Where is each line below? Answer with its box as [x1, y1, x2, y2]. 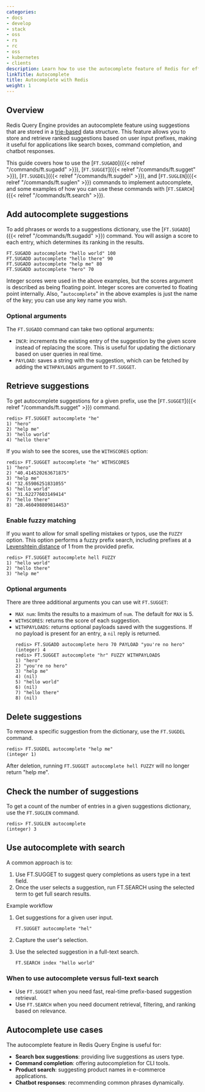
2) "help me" [6, 426, 40, 432]
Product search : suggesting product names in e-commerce [15, 1066, 166, 1073]
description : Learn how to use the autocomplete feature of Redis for [6, 65, 190, 72]
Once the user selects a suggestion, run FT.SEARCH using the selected [15, 883, 195, 891]
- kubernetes [6, 54, 40, 60]
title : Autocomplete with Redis [6, 77, 88, 83]
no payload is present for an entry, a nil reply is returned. [15, 630, 160, 638]
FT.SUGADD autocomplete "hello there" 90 [6, 256, 113, 262]
